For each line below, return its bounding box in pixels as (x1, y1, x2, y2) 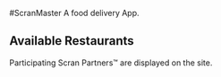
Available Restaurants (9, 33, 134, 48)
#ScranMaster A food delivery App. (9, 8, 140, 18)
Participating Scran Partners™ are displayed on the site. (9, 57, 213, 68)
